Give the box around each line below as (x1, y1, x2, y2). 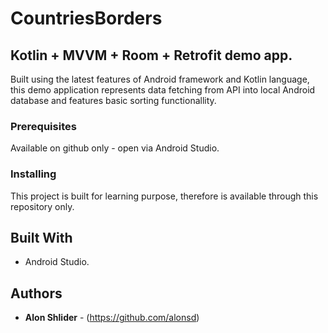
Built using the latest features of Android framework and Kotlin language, (10, 73, 310, 85)
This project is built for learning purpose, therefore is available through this (10, 190, 319, 202)
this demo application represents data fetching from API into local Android (10, 84, 316, 96)
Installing (10, 167, 57, 181)
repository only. (10, 200, 75, 212)
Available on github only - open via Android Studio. (10, 142, 220, 154)
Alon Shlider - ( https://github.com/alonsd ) (24, 312, 200, 324)
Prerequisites (10, 119, 77, 133)
